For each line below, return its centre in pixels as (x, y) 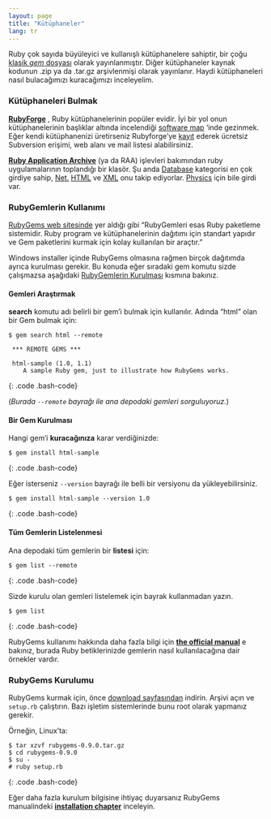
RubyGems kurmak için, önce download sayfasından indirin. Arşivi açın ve (131, 697)
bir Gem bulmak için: (43, 321)
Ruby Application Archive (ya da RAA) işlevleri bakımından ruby (116, 160)
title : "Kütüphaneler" (47, 24)
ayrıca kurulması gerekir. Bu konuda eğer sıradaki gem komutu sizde (123, 266)
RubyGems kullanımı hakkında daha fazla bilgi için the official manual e (127, 641)
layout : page (30, 16)
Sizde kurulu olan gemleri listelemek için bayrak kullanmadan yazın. (121, 596)
